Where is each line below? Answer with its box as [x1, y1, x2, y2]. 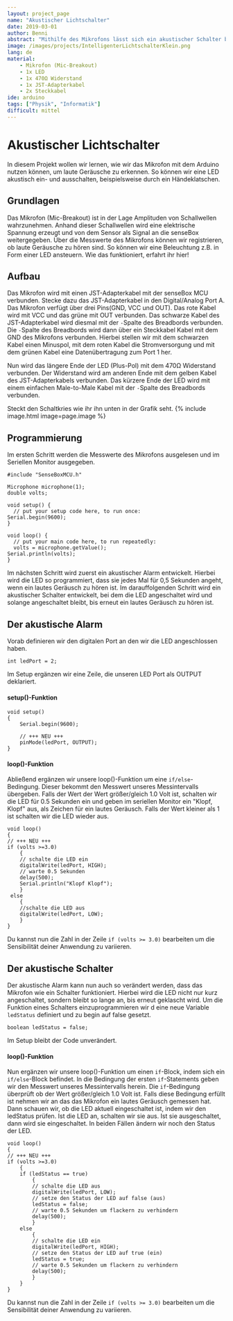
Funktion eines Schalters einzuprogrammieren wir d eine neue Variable [7, 1003, 209, 1012]
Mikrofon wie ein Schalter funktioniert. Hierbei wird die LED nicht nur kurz [7, 989, 218, 997]
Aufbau [7, 270, 40, 282]
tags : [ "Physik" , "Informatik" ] [7, 101, 101, 108]
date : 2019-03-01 [7, 23, 58, 30]
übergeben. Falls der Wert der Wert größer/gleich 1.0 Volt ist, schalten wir [7, 790, 217, 798]
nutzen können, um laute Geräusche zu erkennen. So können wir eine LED [7, 168, 220, 176]
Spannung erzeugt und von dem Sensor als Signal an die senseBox [7, 228, 199, 236]
